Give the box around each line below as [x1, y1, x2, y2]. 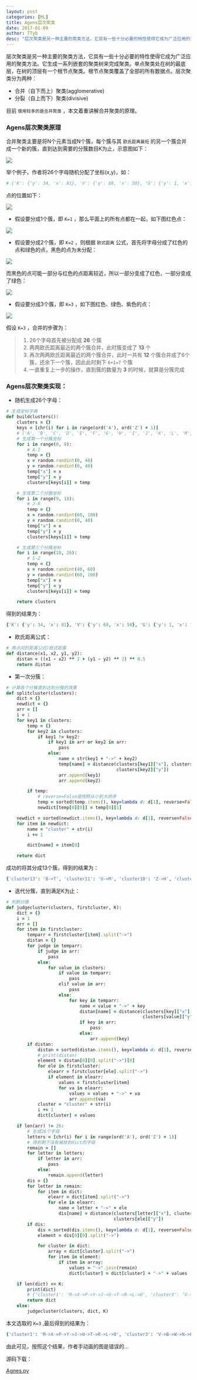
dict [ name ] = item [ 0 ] [27, 842, 80, 848]
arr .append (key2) [58, 778, 101, 784]
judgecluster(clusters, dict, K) [27, 1308, 109, 1315]
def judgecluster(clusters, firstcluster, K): [6, 904, 122, 911]
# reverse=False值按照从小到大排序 [37, 794, 117, 800]
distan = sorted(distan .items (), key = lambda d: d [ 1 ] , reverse [37, 1046, 193, 1053]
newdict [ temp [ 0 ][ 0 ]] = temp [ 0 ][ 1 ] [37, 805, 122, 811]
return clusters [16, 599, 57, 605]
